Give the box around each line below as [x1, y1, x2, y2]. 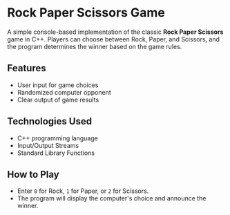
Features [7, 62, 46, 74]
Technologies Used [7, 115, 92, 127]
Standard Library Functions [17, 149, 95, 157]
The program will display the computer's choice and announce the [17, 194, 207, 203]
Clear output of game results [17, 95, 99, 104]
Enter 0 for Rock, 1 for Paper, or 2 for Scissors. [17, 187, 149, 195]
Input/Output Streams [17, 141, 79, 149]
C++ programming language [17, 133, 98, 142]
